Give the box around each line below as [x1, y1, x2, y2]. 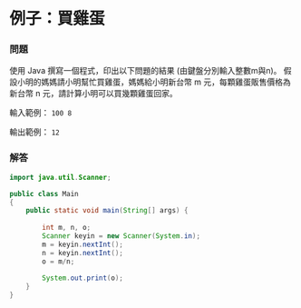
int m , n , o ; [42, 224, 92, 233]
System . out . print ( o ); [42, 273, 124, 283]
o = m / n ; [42, 256, 75, 266]
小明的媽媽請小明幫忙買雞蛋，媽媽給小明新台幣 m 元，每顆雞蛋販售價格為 [16, 76, 292, 87]
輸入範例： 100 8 [9, 107, 73, 118]
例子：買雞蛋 [9, 8, 106, 29]
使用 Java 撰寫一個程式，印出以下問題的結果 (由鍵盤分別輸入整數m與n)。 [9, 65, 282, 76]
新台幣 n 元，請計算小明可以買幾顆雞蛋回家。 [9, 88, 179, 99]
